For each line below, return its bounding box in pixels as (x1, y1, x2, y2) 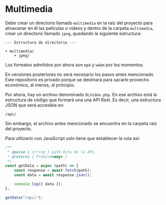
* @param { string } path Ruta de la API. (7, 149, 97, 154)
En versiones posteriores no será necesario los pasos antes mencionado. (5, 71, 155, 77)
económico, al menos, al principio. (5, 82, 75, 88)
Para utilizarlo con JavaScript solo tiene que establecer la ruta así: (5, 135, 140, 141)
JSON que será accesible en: (5, 102, 65, 108)
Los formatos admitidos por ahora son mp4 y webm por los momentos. (5, 62, 144, 68)
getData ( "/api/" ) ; (5, 195, 43, 200)
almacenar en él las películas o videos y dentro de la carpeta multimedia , (5, 25, 154, 31)
